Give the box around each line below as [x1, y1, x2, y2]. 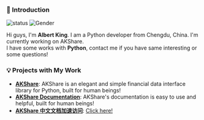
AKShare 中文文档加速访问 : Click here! [15, 107, 113, 114]
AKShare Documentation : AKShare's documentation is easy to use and [15, 93, 197, 100]
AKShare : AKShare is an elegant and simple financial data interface [15, 80, 186, 88]
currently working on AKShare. [6, 38, 84, 45]
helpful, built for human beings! [15, 99, 95, 107]
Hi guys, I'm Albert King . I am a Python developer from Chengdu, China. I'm [6, 31, 198, 39]
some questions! [6, 51, 48, 58]
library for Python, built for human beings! [15, 86, 121, 94]
